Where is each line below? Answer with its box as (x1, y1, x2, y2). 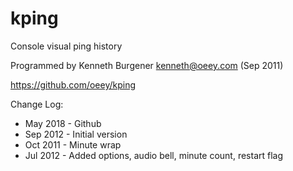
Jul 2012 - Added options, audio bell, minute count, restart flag (24, 149, 284, 161)
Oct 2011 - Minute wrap (24, 138, 122, 151)
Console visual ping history (10, 40, 123, 52)
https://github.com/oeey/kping (10, 78, 137, 91)
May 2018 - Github (24, 117, 102, 129)
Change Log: (10, 98, 64, 110)
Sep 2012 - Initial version (24, 128, 128, 140)
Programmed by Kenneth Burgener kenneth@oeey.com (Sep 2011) (10, 59, 284, 71)
